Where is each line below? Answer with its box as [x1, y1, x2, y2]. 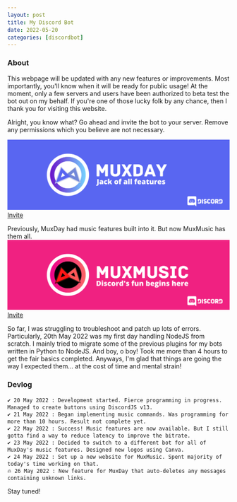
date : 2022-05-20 [7, 26, 59, 33]
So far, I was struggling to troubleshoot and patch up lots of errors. [7, 325, 201, 333]
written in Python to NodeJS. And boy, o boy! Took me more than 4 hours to [7, 347, 228, 356]
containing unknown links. [7, 474, 87, 481]
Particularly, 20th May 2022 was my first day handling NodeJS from [7, 332, 205, 341]
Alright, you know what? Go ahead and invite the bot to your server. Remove [7, 117, 229, 127]
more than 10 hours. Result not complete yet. [7, 418, 147, 425]
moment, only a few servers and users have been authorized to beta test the [7, 89, 229, 98]
